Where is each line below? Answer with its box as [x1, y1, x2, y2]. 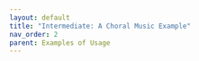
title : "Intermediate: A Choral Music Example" [9, 22, 192, 30]
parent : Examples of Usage [9, 38, 111, 48]
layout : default [9, 13, 70, 22]
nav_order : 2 [9, 30, 59, 39]
